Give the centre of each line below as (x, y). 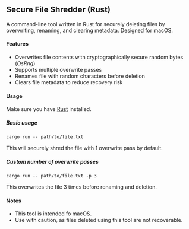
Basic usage (22, 123)
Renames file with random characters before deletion (80, 76)
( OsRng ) (25, 63)
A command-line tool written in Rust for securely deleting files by (86, 24)
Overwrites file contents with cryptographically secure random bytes (99, 57)
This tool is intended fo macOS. (53, 214)
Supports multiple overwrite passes (58, 70)
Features (17, 44)
